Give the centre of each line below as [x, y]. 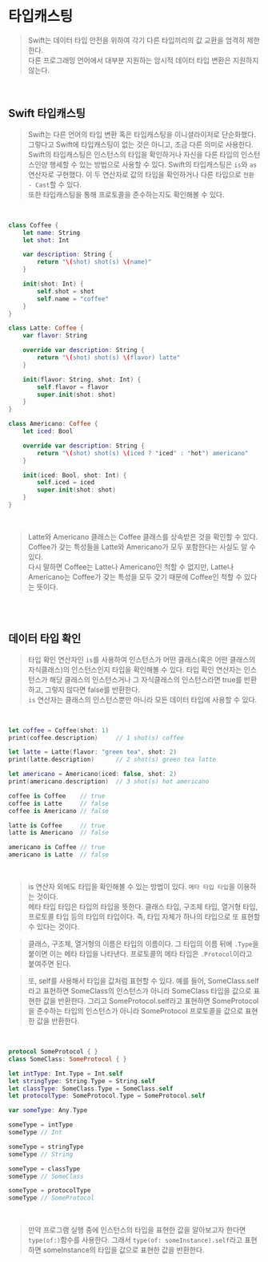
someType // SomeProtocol [51, 1198]
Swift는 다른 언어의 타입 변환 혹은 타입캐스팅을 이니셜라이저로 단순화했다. [142, 134]
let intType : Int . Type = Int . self [66, 1074]
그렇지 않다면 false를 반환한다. [92, 690]
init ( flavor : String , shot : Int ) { [82, 379]
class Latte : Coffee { [46, 328]
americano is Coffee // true [57, 847]
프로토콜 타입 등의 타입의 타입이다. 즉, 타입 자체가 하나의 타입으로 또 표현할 [144, 917]
